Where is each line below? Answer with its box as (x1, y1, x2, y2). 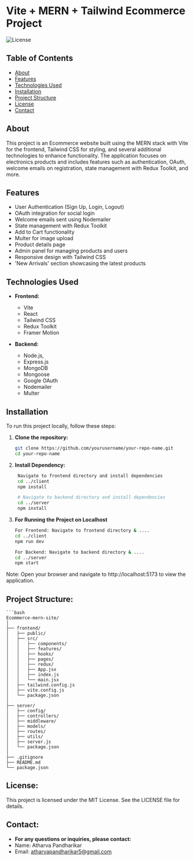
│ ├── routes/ (6, 729, 46, 735)
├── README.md (6, 759, 41, 765)
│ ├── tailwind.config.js (6, 682, 75, 688)
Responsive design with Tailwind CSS (14, 254, 106, 261)
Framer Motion (23, 329, 60, 336)
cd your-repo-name (14, 450, 60, 457)
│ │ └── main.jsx (6, 677, 60, 683)
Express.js (23, 358, 49, 365)
